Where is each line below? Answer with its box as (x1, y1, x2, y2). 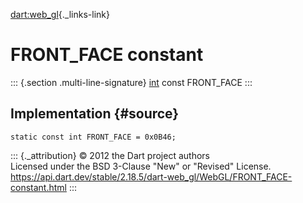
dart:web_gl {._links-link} (10, 9, 110, 20)
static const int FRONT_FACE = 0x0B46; (10, 132, 177, 142)
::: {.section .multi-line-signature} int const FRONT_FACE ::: (10, 76, 253, 88)
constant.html (10, 181, 67, 193)
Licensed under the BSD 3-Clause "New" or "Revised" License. (10, 160, 272, 172)
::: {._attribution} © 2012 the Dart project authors (10, 149, 210, 161)
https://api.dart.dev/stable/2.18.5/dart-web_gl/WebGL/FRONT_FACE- (10, 170, 293, 183)
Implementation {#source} (10, 105, 180, 123)
